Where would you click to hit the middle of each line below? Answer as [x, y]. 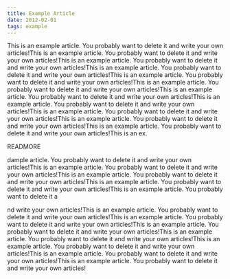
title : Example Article [41, 13]
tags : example [27, 26]
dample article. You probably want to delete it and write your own [100, 160]
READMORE [24, 147]
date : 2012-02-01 [32, 20]
